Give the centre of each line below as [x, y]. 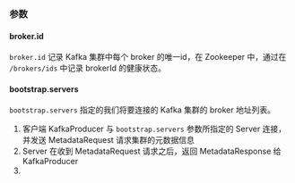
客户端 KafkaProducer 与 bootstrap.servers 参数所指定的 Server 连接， [154, 129]
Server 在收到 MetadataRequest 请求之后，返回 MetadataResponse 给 [152, 151]
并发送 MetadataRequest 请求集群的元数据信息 [108, 140]
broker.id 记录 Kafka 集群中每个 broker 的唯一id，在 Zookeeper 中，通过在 [148, 57]
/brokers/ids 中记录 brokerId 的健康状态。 [88, 68]
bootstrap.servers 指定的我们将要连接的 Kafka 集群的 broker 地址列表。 [143, 110]
